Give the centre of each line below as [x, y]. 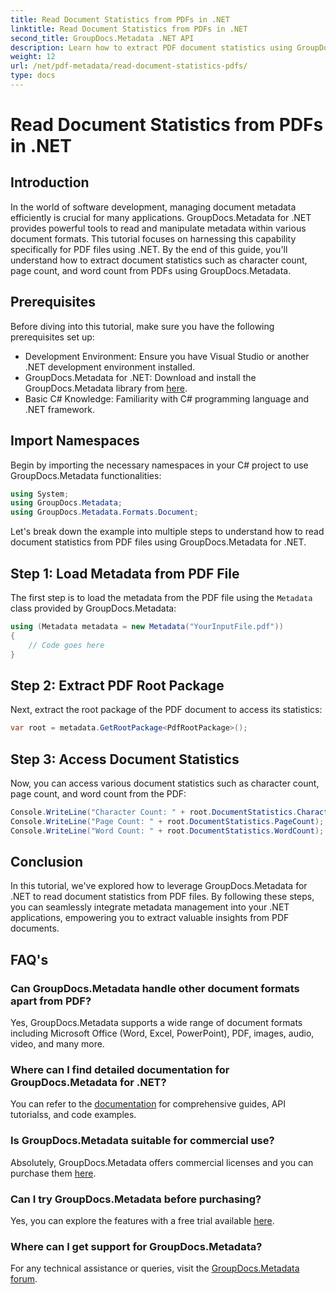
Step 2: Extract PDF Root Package [117, 685]
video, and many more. [57, 1044]
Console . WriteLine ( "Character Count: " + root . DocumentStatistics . [154, 812]
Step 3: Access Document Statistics [125, 759]
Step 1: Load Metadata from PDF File [125, 573]
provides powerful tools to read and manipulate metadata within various [158, 228]
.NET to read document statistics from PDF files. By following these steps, [162, 897]
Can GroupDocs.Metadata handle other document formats [155, 988]
